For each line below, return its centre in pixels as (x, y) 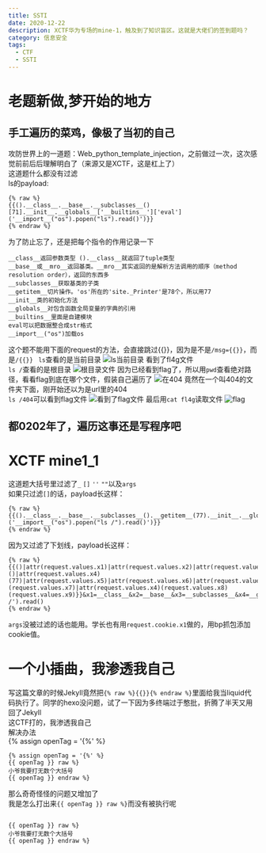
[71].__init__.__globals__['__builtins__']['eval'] (95, 212)
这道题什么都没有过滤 (43, 173)
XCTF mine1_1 (53, 461)
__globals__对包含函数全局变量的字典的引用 (72, 308)
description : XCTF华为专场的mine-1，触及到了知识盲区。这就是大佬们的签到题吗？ (129, 30)
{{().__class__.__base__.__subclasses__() (79, 205)
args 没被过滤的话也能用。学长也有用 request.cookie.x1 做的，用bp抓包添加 (129, 625)
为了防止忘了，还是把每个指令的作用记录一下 (81, 242)
